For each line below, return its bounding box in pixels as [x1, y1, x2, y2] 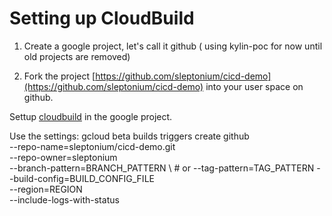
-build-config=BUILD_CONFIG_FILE [9, 172, 155, 184]
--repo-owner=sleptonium [9, 151, 118, 163]
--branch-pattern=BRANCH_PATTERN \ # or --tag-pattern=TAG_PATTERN [9, 162, 315, 174]
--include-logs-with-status [9, 193, 120, 206]
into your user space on [205, 80, 304, 92]
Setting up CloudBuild [9, 7, 195, 30]
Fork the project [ [23, 70, 96, 82]
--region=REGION [9, 183, 83, 195]
